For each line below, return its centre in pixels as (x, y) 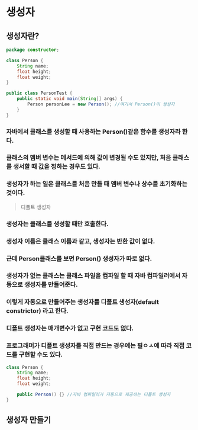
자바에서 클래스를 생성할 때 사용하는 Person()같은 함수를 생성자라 (93, 131)
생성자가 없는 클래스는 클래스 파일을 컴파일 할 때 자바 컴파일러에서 (93, 276)
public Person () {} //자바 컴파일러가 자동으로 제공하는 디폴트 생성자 (94, 394)
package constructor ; (33, 50)
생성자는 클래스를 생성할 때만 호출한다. (57, 224)
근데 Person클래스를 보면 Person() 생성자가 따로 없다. (79, 258)
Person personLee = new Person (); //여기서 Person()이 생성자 (101, 104)
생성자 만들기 (29, 420)
